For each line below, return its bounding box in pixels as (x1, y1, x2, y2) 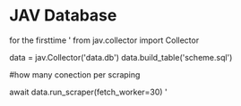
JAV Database (9, 5, 117, 26)
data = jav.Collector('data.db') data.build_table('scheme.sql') (9, 52, 233, 62)
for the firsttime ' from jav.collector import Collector (9, 35, 200, 45)
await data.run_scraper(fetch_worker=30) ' (9, 86, 168, 97)
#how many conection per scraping (9, 69, 141, 80)
